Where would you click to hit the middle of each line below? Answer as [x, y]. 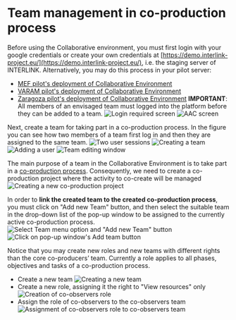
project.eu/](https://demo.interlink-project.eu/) [75, 62]
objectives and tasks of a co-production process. [79, 265]
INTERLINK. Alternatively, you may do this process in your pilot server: [109, 70]
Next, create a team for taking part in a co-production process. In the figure [117, 127]
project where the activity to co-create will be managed [121, 178]
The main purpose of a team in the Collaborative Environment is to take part [117, 163]
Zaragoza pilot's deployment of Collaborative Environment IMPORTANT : [122, 98]
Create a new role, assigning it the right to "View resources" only [112, 286]
